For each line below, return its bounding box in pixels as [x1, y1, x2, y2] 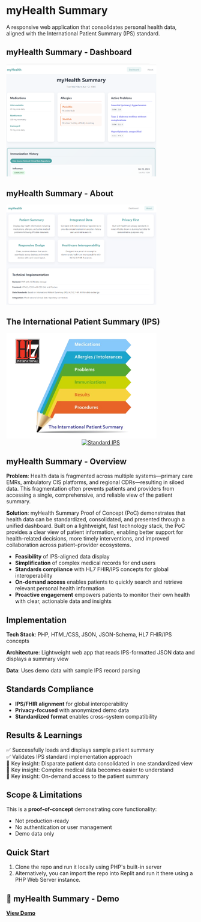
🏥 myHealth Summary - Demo [6, 893, 119, 903]
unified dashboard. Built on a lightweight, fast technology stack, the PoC [6, 522, 185, 530]
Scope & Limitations [6, 789, 83, 800]
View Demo [6, 909, 36, 917]
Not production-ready [14, 817, 69, 825]
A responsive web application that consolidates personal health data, [6, 23, 177, 31]
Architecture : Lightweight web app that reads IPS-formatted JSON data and [6, 648, 195, 656]
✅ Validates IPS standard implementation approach [6, 753, 133, 760]
